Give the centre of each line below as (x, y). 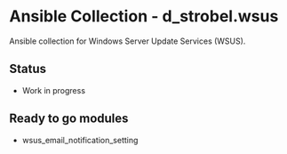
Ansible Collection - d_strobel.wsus (144, 16)
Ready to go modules (69, 119)
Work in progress (54, 90)
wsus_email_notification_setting (80, 140)
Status (28, 69)
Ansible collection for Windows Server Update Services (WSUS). (128, 41)
